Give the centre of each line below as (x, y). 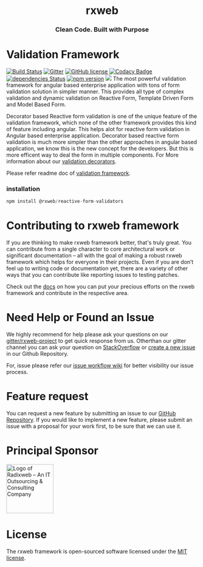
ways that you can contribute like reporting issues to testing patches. (93, 275)
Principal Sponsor (52, 451)
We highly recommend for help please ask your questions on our (87, 334)
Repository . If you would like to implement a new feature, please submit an (99, 420)
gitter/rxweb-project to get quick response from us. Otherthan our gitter (96, 341)
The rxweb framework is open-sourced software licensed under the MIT (97, 551)
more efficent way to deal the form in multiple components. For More (93, 155)
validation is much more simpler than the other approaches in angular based (102, 142)
